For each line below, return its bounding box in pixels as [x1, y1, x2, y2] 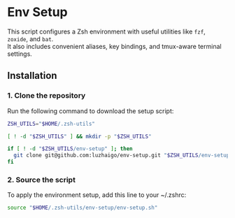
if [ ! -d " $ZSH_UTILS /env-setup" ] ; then [7, 145, 133, 152]
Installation [7, 70, 57, 82]
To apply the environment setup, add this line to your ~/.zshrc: [7, 191, 187, 199]
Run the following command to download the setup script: [7, 106, 174, 115]
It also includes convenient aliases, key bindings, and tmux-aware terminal [7, 42, 222, 50]
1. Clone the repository [7, 91, 86, 101]
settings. [7, 50, 33, 58]
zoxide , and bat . [7, 34, 54, 43]
